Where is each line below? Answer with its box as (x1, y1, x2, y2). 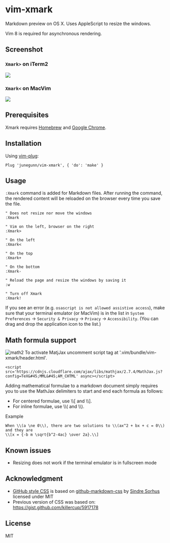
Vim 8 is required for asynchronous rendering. (5, 30, 102, 36)
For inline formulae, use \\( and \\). (12, 403, 84, 410)
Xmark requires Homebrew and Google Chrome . (5, 124, 107, 130)
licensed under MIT (12, 493, 54, 500)
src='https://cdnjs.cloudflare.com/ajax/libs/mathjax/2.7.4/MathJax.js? (5, 369, 163, 374)
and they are (5, 428, 33, 433)
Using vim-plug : (5, 152, 39, 159)
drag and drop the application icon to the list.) (5, 321, 101, 327)
